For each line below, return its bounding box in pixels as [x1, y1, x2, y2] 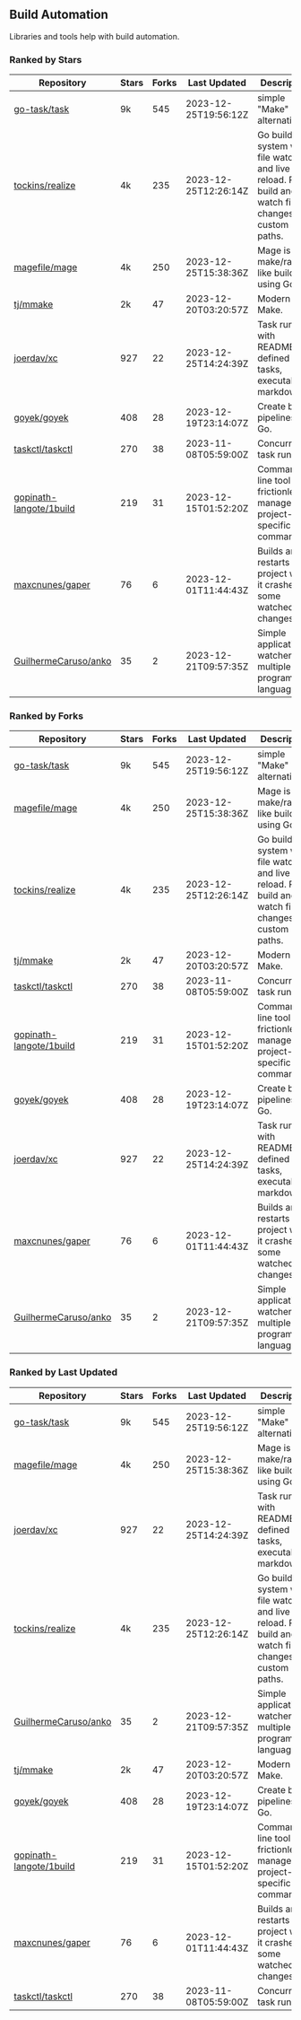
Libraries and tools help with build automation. [9, 31, 180, 41]
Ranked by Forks [9, 710, 83, 722]
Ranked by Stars [9, 53, 82, 66]
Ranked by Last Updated [9, 1366, 118, 1378]
